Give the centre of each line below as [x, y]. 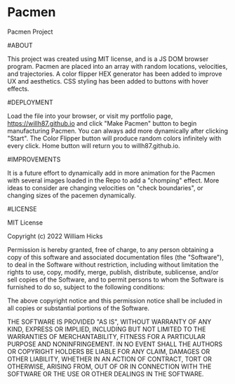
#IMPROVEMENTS [34, 159]
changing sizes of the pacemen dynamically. [72, 195]
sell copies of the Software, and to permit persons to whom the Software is [116, 279]
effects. [18, 88]
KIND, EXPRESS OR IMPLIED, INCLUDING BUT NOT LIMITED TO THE [107, 329]
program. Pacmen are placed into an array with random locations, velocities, [117, 66]
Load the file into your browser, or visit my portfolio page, [90, 116]
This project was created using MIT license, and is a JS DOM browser [108, 59]
